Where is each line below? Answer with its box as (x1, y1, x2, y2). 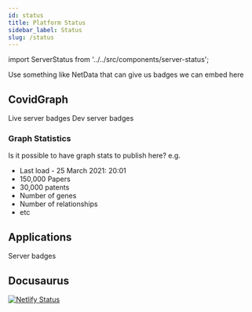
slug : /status (8, 33, 55, 42)
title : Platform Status (8, 19, 86, 27)
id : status (8, 11, 44, 20)
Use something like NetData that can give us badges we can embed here (8, 70, 244, 79)
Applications (8, 230, 72, 244)
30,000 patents (19, 183, 70, 192)
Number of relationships (19, 199, 98, 209)
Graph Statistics (8, 132, 71, 143)
